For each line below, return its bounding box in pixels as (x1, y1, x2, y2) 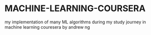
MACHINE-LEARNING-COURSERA (4, 3, 146, 14)
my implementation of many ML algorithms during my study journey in (4, 19, 147, 25)
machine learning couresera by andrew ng (4, 24, 90, 30)
